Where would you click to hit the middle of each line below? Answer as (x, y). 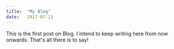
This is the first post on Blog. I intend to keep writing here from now (87, 33)
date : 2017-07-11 (30, 17)
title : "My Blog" (28, 11)
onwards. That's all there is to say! (47, 40)
